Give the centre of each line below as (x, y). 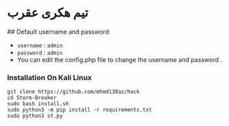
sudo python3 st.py (35, 116)
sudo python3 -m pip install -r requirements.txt (80, 110)
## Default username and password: (59, 32)
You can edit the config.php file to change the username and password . (119, 59)
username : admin (40, 45)
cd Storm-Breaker (32, 98)
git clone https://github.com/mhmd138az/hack (73, 92)
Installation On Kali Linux (50, 77)
